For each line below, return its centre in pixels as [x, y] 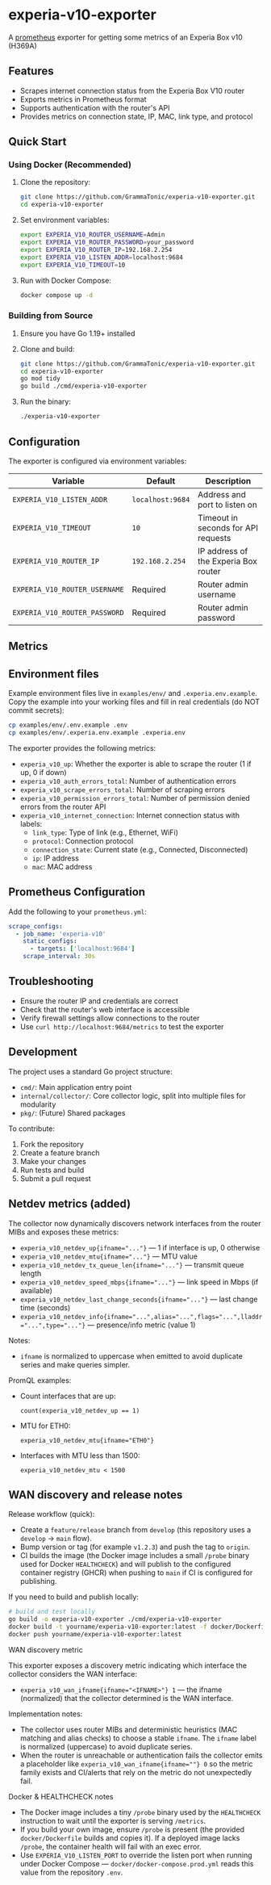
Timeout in [218, 517]
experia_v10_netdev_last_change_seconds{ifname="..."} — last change [139, 1299]
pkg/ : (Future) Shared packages [73, 1112]
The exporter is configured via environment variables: [98, 461]
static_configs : [50, 941]
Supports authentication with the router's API [95, 107]
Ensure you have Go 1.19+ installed [77, 333]
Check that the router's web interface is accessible [104, 1009]
